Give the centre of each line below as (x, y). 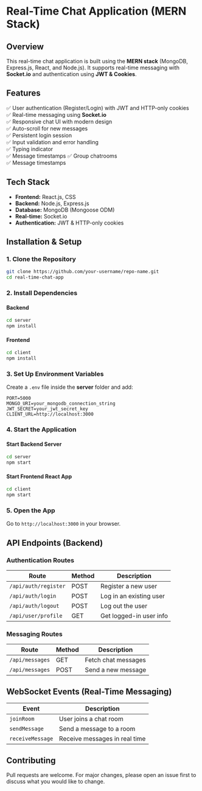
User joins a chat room (91, 719)
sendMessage (27, 729)
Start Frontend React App (39, 476)
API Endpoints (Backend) (55, 543)
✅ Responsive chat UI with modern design (59, 121)
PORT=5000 (19, 399)
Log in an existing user (133, 596)
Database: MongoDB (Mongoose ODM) (65, 210)
